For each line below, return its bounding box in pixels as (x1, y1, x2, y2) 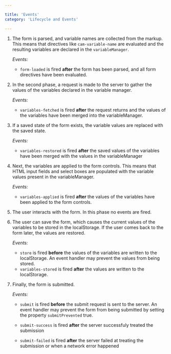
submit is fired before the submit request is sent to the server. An (19, 301, 157, 307)
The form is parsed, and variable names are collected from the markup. (12, 35, 163, 41)
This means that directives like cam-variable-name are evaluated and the (12, 40, 164, 47)
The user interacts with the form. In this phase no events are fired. (12, 209, 152, 215)
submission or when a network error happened (19, 343, 119, 349)
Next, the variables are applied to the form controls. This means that (12, 162, 157, 169)
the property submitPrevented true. (19, 312, 93, 318)
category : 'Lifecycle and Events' (5, 16, 79, 22)
